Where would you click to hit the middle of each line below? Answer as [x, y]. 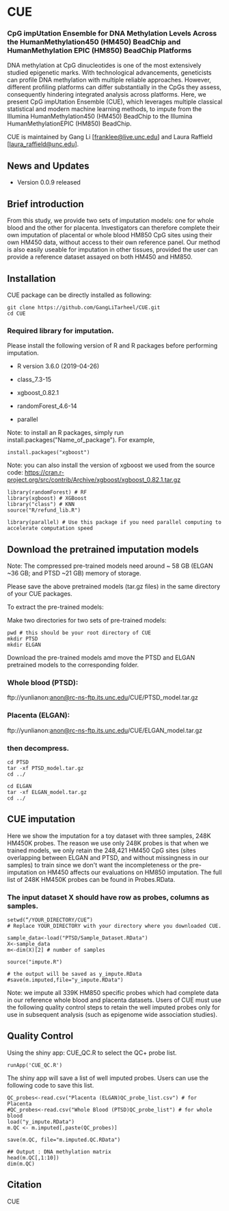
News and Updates [49, 166]
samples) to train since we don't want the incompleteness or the [97, 865]
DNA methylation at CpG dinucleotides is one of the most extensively [104, 65]
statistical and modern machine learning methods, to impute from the [105, 109]
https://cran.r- [45, 472]
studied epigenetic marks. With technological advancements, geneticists [109, 73]
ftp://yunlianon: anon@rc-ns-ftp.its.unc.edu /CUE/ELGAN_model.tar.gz [105, 730]
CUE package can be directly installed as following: [79, 295]
